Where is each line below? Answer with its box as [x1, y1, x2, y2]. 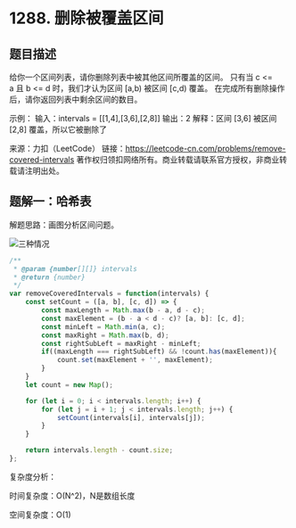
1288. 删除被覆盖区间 [9, 8, 164, 29]
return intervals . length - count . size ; [25, 446, 174, 455]
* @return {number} [12, 273, 86, 282]
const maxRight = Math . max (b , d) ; [41, 331, 169, 340]
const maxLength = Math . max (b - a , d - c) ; [41, 306, 205, 315]
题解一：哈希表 [9, 194, 92, 210]
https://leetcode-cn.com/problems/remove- [125, 144, 286, 153]
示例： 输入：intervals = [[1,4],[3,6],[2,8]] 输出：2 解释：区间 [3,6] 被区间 [9, 113, 277, 123]
